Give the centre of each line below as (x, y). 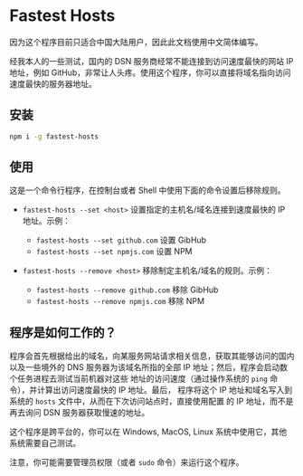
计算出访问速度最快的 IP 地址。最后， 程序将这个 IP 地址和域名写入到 (165, 390)
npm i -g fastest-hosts (54, 137)
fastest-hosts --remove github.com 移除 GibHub (127, 290)
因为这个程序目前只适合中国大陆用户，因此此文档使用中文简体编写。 (136, 42)
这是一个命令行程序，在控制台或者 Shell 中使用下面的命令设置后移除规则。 (148, 190)
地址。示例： (46, 221)
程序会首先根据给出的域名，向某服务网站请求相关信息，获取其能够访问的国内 (152, 356)
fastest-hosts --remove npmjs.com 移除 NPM (120, 301)
